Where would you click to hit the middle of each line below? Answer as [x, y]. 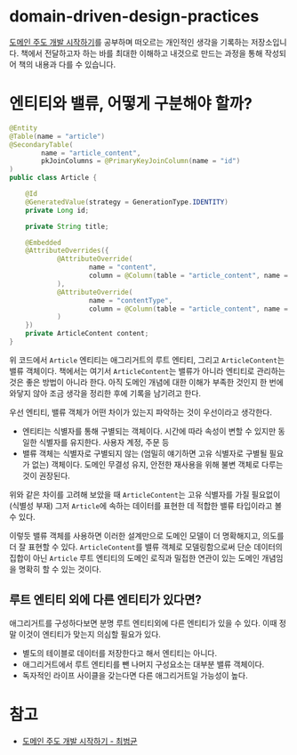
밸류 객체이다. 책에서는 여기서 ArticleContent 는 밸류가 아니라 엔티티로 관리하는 [148, 370]
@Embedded [44, 242]
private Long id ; [57, 210]
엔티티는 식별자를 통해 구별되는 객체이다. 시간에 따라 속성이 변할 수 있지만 [149, 431]
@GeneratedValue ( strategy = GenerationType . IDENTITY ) [127, 202]
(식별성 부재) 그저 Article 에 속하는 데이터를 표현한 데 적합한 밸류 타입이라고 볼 [146, 506]
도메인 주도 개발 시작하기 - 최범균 [80, 741]
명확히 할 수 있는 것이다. [60, 569]
